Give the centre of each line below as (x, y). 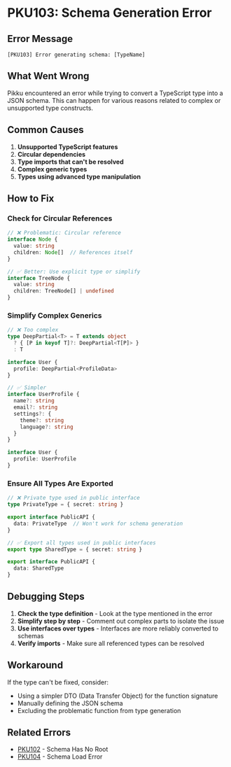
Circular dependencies (51, 154)
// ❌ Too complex (33, 330)
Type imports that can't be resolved (70, 162)
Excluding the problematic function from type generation (99, 710)
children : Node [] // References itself (73, 252)
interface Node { (33, 239)
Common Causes (45, 130)
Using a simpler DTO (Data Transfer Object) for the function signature (118, 696)
